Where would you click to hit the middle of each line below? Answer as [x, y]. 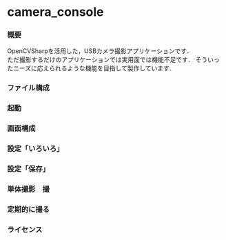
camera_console [56, 12]
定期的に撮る [29, 209]
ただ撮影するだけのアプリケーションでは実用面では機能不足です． [101, 60]
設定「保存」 [29, 169]
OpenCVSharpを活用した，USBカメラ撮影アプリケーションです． [100, 51]
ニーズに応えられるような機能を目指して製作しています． [94, 68]
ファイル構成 [29, 88]
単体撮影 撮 [29, 189]
